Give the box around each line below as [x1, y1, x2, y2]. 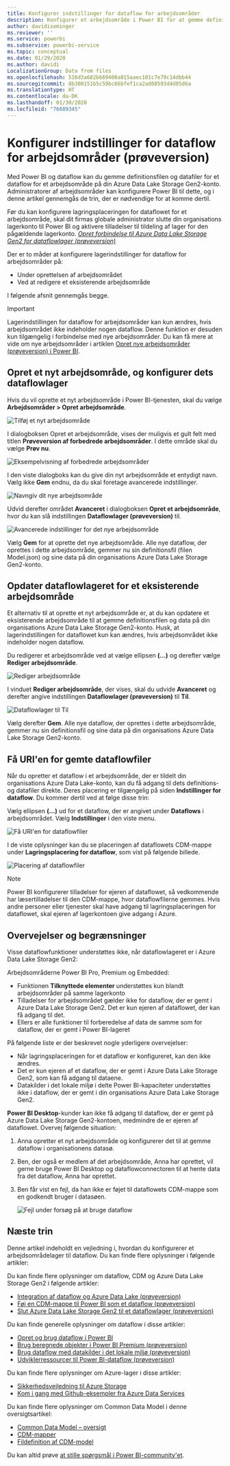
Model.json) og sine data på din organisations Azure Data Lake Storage [7, 553, 208, 561]
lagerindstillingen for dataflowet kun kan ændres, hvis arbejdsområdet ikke [7, 631, 218, 639]
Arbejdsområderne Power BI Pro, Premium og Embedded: [7, 968, 170, 976]
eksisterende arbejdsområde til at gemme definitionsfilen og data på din [7, 616, 210, 625]
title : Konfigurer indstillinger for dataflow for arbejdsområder [7, 10, 201, 17]
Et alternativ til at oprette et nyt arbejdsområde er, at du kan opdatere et [7, 609, 209, 617]
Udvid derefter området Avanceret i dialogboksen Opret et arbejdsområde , [7, 505, 221, 513]
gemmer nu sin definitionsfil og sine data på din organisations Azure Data [7, 726, 214, 734]
